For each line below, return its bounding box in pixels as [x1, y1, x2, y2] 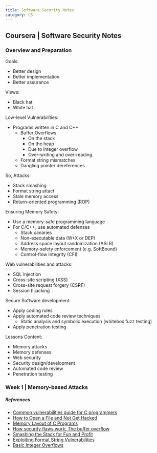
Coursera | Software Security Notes [5, 31, 122, 40]
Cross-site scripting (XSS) [12, 277, 68, 283]
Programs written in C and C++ [12, 124, 79, 131]
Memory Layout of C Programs [12, 420, 78, 426]
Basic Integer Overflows [12, 442, 64, 448]
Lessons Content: [5, 334, 42, 340]
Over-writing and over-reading [28, 152, 93, 158]
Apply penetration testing [12, 324, 66, 330]
